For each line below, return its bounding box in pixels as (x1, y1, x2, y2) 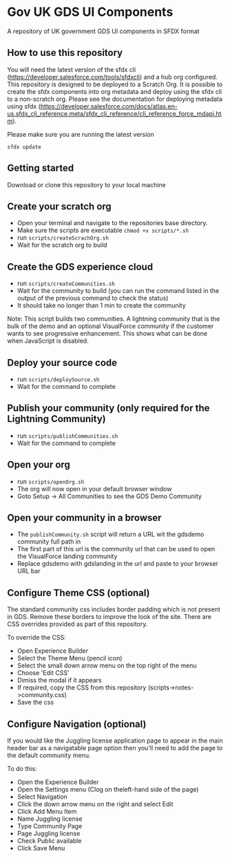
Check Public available (17, 837, 82, 845)
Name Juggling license (17, 814, 83, 823)
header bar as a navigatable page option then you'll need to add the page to (7, 744, 223, 752)
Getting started (7, 162, 74, 174)
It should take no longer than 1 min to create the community (17, 301, 186, 309)
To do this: (7, 765, 37, 773)
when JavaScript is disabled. (7, 336, 89, 345)
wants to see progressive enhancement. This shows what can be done (7, 330, 208, 338)
